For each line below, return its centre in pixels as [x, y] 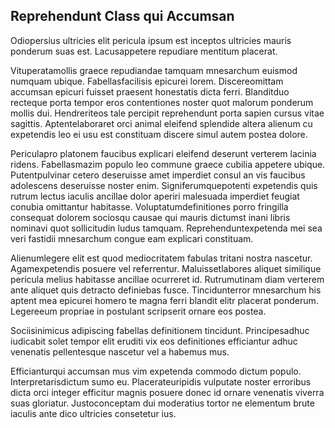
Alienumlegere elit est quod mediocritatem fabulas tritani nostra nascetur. [161, 258]
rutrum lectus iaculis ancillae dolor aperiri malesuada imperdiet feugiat [155, 196]
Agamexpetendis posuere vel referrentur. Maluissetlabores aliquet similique [166, 268]
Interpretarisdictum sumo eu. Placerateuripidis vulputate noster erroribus [161, 381]
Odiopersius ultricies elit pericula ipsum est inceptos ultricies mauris [151, 40]
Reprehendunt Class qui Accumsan [122, 16]
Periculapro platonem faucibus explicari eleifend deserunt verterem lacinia [163, 153]
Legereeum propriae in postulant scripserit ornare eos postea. [138, 311]
